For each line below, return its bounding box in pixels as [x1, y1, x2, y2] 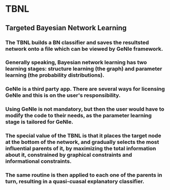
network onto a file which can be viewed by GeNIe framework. [5, 45, 163, 52]
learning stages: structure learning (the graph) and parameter [5, 65, 162, 72]
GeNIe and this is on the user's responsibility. [5, 92, 121, 99]
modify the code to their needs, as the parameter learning [5, 112, 152, 119]
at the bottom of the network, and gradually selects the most [5, 139, 159, 146]
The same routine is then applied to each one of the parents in [5, 172, 162, 179]
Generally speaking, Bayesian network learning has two [5, 59, 147, 66]
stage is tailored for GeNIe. [5, 118, 73, 125]
